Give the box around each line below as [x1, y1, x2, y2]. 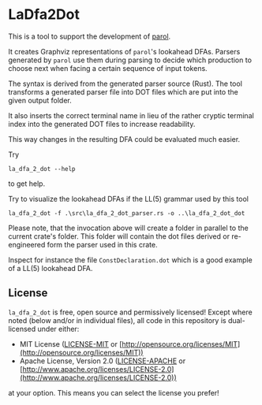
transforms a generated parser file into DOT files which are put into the [8, 87, 238, 96]
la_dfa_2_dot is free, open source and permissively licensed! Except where [8, 307, 253, 317]
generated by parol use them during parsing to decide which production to [8, 55, 253, 65]
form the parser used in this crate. [47, 240, 158, 249]
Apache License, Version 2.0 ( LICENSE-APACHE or [19, 356, 186, 366]
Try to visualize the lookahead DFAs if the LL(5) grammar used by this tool [8, 194, 249, 203]
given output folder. [8, 95, 73, 105]
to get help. [8, 179, 46, 188]
